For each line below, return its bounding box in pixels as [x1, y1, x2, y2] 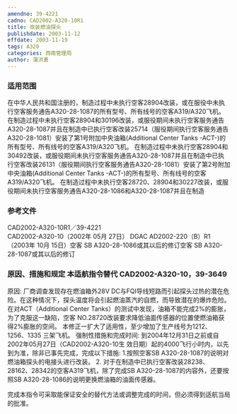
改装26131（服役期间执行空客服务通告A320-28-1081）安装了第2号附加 [25, 160, 231, 169]
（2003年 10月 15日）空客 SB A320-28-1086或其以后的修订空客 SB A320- [7, 241, 223, 249]
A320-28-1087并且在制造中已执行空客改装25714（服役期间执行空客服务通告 [7, 125, 229, 134]
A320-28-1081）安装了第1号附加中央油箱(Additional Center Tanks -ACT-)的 [7, 134, 226, 142]
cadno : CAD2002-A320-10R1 [7, 17, 83, 24]
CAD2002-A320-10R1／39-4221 [7, 223, 101, 232]
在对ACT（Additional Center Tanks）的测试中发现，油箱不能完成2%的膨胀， [7, 304, 230, 313]
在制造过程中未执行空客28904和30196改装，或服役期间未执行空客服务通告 [7, 116, 225, 124]
